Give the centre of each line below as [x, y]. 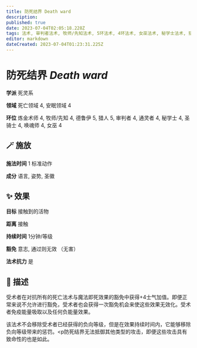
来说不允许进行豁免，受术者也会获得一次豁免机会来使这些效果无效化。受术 [101, 304]
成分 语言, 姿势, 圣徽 [30, 176]
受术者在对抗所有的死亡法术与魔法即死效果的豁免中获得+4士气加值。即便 [94, 297]
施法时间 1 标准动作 [29, 163]
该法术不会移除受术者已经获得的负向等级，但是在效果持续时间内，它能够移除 [98, 324]
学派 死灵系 [20, 92]
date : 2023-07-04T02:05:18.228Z [45, 28]
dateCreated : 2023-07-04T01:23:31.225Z [55, 45]
